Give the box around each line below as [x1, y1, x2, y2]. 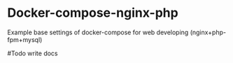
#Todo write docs [7, 49, 58, 57]
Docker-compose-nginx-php [7, 5, 178, 21]
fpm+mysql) [7, 35, 43, 43]
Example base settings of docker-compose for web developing [7, 28, 189, 36]
